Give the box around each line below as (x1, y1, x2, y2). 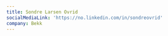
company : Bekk (6, 20, 43, 26)
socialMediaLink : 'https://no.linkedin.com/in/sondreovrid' (6, 15, 164, 21)
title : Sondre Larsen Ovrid (6, 9, 78, 15)
